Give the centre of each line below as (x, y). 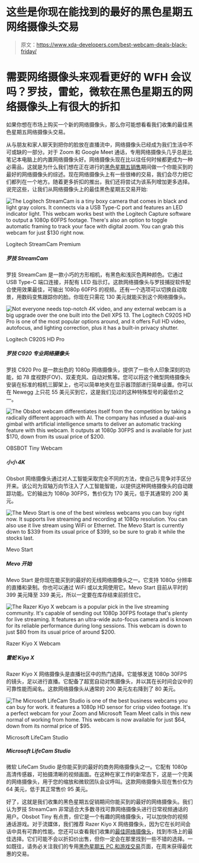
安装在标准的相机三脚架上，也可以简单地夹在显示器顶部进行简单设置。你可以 (99, 385)
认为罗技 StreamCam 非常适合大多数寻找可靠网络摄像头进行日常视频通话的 (97, 809)
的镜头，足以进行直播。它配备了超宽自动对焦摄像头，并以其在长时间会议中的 (99, 681)
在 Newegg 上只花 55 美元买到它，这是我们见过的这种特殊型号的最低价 (92, 392)
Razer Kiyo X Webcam (33, 643)
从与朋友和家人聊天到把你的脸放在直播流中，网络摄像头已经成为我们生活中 (97, 144)
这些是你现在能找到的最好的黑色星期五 (100, 12)
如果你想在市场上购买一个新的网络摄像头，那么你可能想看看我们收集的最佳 (97, 124)
